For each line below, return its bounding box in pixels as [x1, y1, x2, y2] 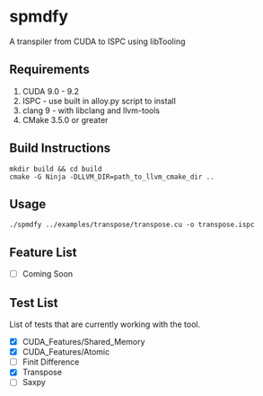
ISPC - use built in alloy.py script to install [22, 95, 177, 106]
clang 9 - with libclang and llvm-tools [22, 105, 160, 116]
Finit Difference [22, 356, 80, 367]
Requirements [9, 62, 90, 77]
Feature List [9, 244, 77, 260]
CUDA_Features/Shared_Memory [22, 337, 145, 348]
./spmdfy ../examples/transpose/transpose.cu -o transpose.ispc [9, 220, 255, 230]
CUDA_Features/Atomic [22, 347, 110, 357]
